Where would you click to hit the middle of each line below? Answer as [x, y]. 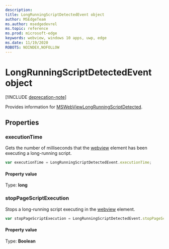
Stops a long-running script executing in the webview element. [70, 209]
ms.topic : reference [27, 29]
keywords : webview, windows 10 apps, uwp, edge [56, 38]
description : [19, 10]
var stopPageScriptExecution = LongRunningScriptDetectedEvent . [74, 218]
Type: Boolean [21, 241]
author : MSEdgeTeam [26, 19]
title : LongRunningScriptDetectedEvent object [55, 15]
